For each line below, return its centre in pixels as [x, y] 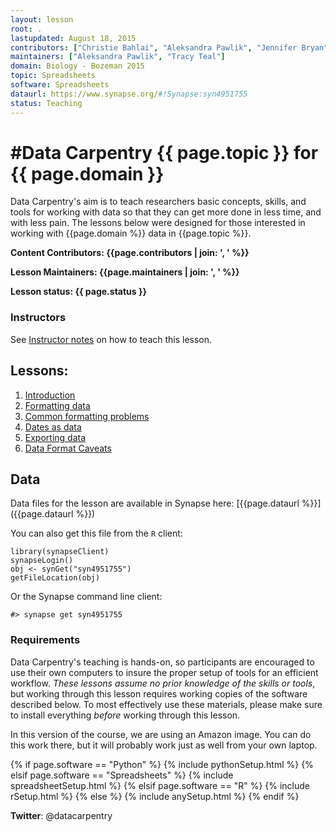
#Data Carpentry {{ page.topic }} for [164, 152]
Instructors [38, 318]
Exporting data [55, 437]
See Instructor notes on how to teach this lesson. [111, 339]
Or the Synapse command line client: [86, 597]
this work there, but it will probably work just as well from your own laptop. [164, 745]
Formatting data [57, 405]
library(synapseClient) [60, 552]
